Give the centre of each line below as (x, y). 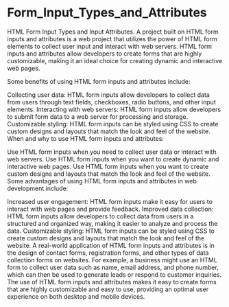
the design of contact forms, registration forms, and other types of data (108, 253)
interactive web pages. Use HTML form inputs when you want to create (108, 166)
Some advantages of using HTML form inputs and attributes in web (102, 181)
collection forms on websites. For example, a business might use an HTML (112, 260)
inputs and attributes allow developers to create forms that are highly (105, 54)
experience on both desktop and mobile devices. (76, 296)
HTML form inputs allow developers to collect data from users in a (100, 216)
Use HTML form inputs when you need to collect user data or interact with (112, 152)
